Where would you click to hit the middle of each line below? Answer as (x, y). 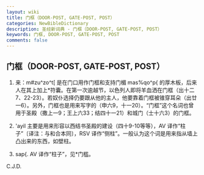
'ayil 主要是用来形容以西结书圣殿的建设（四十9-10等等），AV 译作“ (98, 126)
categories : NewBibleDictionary (47, 23)
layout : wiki (23, 12)
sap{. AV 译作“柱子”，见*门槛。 (55, 154)
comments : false (27, 40)
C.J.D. (14, 166)
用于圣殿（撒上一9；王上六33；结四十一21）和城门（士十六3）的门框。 (105, 113)
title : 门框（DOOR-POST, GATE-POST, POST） (60, 18)
